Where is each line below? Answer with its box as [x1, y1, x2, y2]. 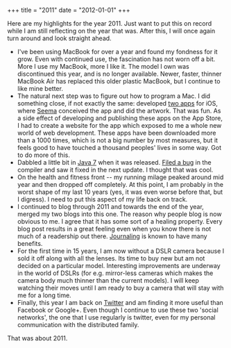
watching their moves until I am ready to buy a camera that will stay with [17, 284, 224, 292]
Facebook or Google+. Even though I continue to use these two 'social [17, 306, 219, 314]
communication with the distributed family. [17, 321, 139, 329]
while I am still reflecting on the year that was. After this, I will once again [7, 27, 216, 35]
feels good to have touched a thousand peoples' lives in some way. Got [17, 144, 222, 151]
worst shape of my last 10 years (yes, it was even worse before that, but [17, 188, 223, 196]
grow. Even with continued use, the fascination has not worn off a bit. [17, 55, 216, 63]
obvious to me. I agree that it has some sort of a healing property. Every [17, 217, 223, 225]
